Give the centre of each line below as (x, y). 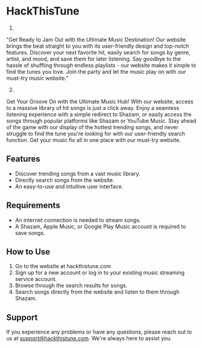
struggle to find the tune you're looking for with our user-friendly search (96, 134)
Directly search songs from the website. (65, 180)
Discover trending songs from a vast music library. (77, 173)
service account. (36, 279)
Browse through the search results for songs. (71, 286)
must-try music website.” (37, 78)
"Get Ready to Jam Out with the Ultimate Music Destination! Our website (96, 39)
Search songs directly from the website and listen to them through (97, 292)
